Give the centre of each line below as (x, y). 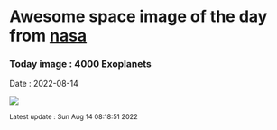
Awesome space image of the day (138, 17)
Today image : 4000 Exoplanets (80, 64)
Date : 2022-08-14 (44, 84)
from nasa (48, 36)
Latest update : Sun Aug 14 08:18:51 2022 (74, 117)
